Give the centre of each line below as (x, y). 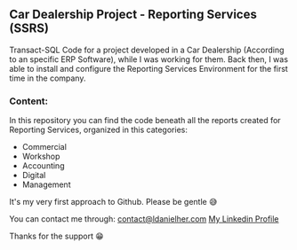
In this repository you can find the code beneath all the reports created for (145, 121)
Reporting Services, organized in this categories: (99, 130)
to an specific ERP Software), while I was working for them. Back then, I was (149, 59)
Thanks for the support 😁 (56, 236)
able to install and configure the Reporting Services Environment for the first (149, 68)
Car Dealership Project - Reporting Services (133, 15)
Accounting (43, 166)
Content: (29, 101)
